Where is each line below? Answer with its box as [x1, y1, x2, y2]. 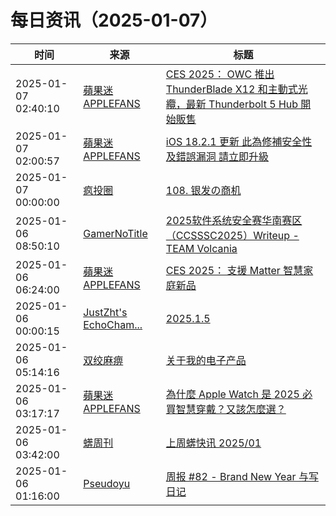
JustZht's [83, 305, 128, 319]
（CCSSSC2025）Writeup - [165, 228, 300, 242]
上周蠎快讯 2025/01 [165, 436, 262, 450]
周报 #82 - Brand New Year [165, 469, 297, 483]
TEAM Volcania [165, 241, 238, 255]
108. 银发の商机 [165, 183, 242, 197]
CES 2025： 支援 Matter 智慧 [165, 263, 304, 277]
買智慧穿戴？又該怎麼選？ [165, 402, 287, 416]
